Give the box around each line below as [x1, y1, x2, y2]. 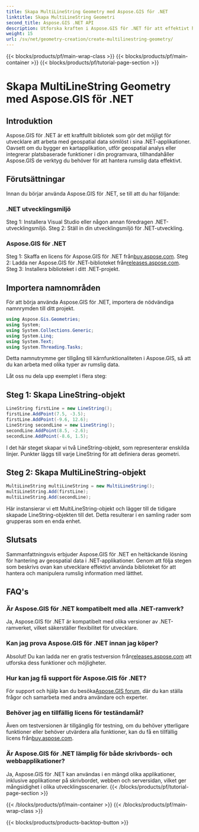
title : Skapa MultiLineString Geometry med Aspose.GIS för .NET [6, 8, 168, 15]
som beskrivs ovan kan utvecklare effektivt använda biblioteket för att [6, 563, 176, 571]
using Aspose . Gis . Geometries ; [6, 316, 81, 323]
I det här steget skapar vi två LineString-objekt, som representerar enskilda [6, 444, 190, 451]
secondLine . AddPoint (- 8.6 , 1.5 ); [6, 433, 89, 439]
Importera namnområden [6, 283, 101, 293]
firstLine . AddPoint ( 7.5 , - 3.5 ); [6, 411, 86, 417]
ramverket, [6, 625, 33, 632]
